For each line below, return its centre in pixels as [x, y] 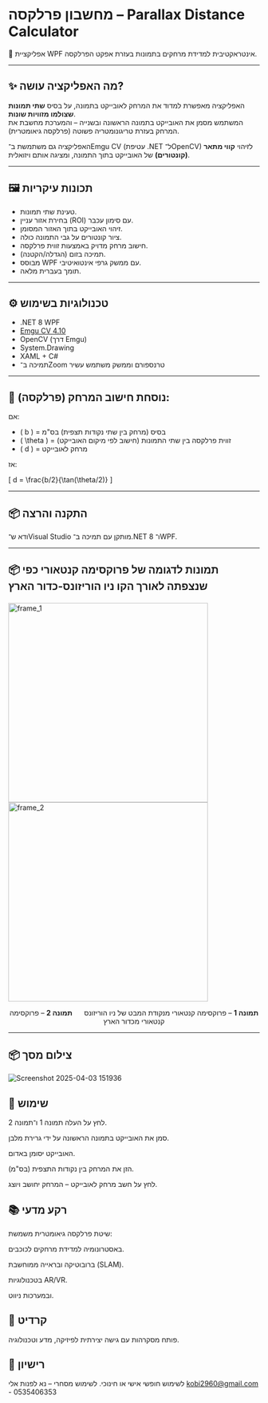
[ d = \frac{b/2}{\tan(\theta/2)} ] [61, 480]
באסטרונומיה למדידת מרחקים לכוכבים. [67, 1248]
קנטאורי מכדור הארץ [134, 1021]
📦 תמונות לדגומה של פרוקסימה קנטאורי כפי [114, 570]
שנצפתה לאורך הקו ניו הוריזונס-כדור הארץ [108, 586]
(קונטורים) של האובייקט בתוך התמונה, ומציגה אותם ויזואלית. [99, 155]
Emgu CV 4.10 [43, 331]
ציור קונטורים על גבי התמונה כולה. [71, 237]
